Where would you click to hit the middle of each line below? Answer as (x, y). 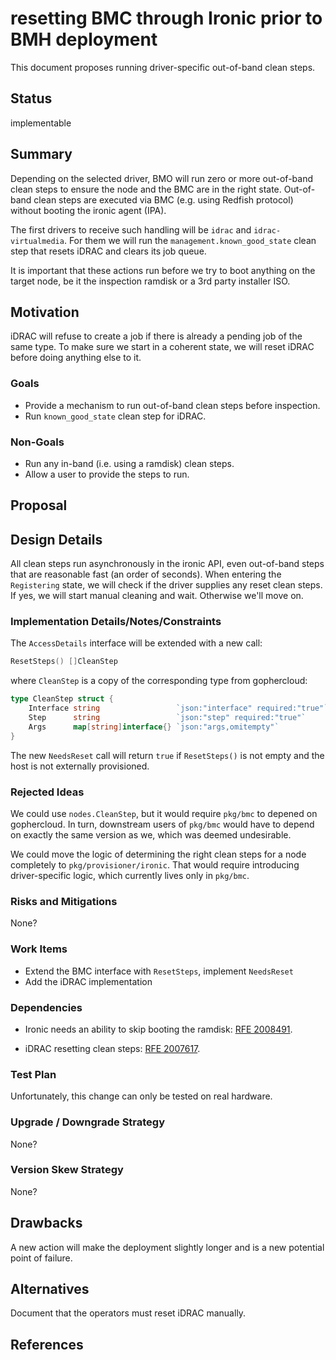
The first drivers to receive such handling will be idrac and (131, 229)
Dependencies (46, 1007)
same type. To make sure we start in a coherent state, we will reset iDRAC (162, 347)
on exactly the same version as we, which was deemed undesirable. (151, 835)
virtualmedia (37, 241)
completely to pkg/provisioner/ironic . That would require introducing (155, 865)
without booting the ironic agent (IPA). (88, 210)
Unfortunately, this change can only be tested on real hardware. (141, 1096)
